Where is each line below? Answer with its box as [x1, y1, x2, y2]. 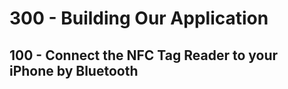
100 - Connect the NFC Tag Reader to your [9, 47, 279, 64]
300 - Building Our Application [9, 7, 269, 30]
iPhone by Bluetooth [9, 62, 139, 79]
